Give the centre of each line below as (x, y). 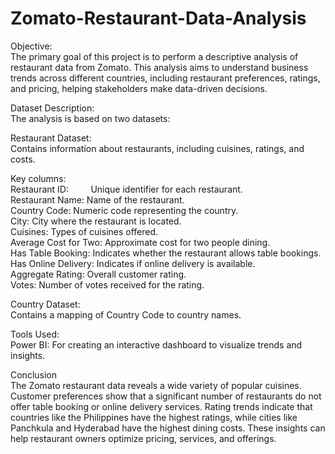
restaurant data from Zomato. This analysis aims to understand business (159, 67)
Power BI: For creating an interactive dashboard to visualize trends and (156, 344)
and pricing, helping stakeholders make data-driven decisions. (139, 88)
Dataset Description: (52, 108)
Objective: (31, 46)
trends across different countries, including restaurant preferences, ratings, (165, 78)
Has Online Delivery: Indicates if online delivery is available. (133, 263)
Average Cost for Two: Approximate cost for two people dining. (140, 242)
